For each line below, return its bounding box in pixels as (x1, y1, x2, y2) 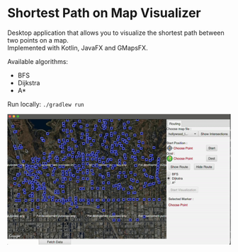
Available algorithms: (7, 57, 69, 65)
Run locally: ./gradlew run (7, 99, 85, 108)
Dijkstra (17, 78, 40, 87)
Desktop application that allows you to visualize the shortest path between (7, 28, 225, 37)
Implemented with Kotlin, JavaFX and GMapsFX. (7, 43, 148, 52)
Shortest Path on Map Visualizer (7, 5, 201, 21)
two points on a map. (7, 35, 69, 44)
